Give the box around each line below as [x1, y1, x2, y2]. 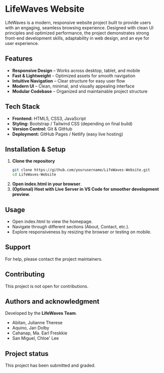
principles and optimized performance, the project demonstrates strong [5, 30, 149, 36]
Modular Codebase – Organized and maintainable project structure [12, 88, 148, 94]
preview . [12, 192, 31, 197]
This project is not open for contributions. [5, 283, 89, 289]
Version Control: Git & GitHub [12, 126, 72, 132]
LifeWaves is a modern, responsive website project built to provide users [5, 20, 151, 25]
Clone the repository [12, 158, 55, 164]
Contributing [5, 270, 45, 279]
